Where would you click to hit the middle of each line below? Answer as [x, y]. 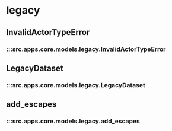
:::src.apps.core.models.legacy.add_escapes [73, 121]
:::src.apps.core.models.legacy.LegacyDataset [76, 85]
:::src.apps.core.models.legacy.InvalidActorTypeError [86, 49]
